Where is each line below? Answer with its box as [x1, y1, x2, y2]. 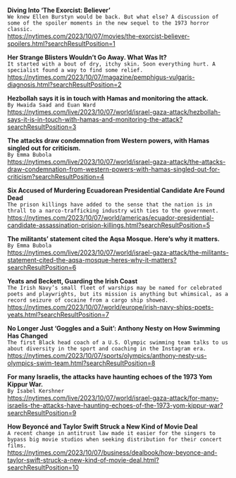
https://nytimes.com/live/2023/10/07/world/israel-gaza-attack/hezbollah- [7, 108, 221, 116]
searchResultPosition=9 [7, 409, 77, 417]
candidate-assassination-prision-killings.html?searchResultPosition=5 [7, 221, 210, 229]
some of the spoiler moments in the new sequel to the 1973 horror [7, 20, 210, 27]
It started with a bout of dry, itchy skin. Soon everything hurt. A [7, 61, 216, 68]
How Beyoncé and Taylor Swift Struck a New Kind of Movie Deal [7, 422, 199, 431]
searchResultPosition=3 [7, 123, 77, 131]
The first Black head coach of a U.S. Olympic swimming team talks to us [7, 339, 229, 346]
